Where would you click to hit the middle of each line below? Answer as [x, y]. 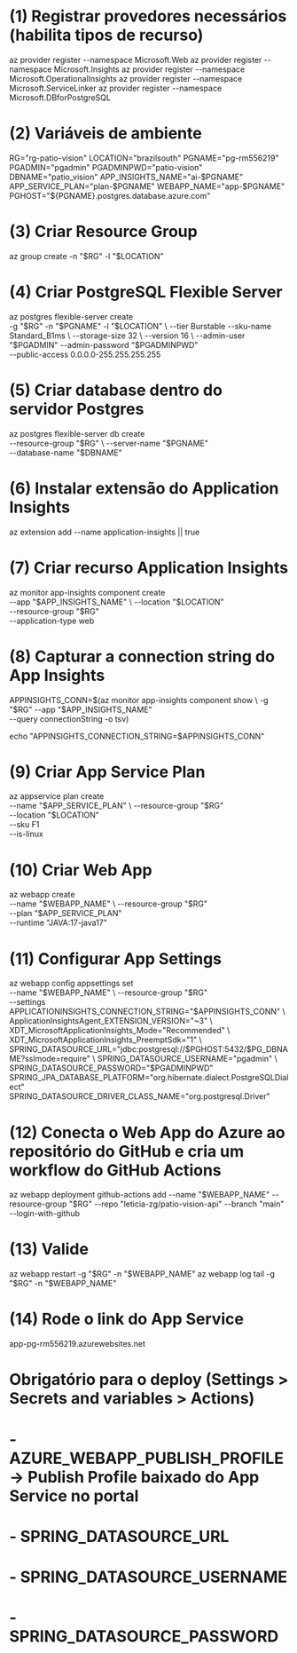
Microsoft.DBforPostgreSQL [60, 97]
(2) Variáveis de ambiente [106, 134]
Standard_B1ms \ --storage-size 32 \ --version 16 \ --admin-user [127, 336]
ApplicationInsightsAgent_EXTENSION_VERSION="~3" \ [111, 1021]
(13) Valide [49, 1250]
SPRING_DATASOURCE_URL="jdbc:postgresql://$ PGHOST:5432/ [128, 1049]
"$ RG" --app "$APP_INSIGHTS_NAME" [81, 709]
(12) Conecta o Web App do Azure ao [147, 1132]
